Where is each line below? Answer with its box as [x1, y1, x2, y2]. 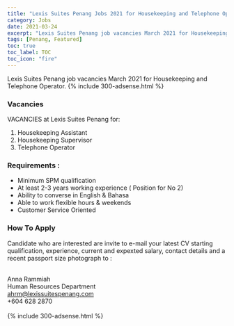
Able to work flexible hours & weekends [17, 199, 132, 207]
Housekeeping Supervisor [17, 136, 93, 145]
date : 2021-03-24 [7, 23, 58, 30]
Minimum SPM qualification [17, 177, 96, 185]
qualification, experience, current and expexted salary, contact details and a [7, 246, 226, 254]
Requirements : [7, 161, 61, 170]
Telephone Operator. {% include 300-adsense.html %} [7, 81, 164, 90]
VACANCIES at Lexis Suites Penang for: [7, 115, 120, 124]
